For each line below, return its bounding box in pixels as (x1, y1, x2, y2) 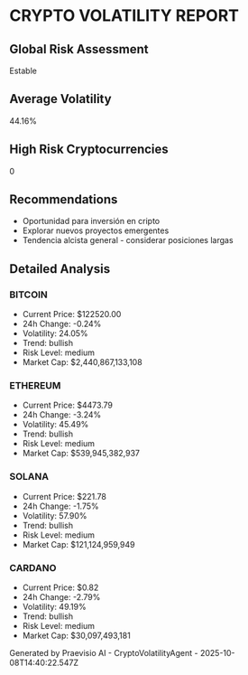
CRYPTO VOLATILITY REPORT (9, 5, 239, 26)
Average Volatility (9, 91, 112, 107)
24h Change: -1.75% (22, 501, 99, 511)
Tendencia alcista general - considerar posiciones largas (22, 235, 234, 246)
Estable (9, 65, 38, 76)
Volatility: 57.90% (22, 510, 87, 520)
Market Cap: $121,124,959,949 (22, 539, 135, 549)
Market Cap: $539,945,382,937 (22, 448, 141, 459)
